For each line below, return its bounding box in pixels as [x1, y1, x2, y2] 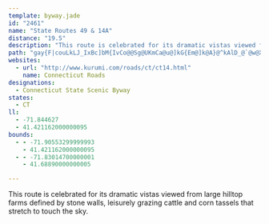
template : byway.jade [8, 11, 81, 20]
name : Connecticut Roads [22, 71, 106, 79]
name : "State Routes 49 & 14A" [8, 26, 113, 34]
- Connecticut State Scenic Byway [15, 86, 130, 94]
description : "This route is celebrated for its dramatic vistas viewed [8, 42, 256, 50]
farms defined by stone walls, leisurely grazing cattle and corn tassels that [8, 198, 254, 208]
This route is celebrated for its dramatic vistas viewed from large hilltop [8, 190, 243, 199]
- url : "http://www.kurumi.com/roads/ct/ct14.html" [15, 64, 192, 72]
